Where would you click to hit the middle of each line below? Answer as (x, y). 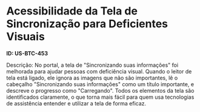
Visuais (26, 37)
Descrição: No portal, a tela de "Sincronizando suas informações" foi (92, 65)
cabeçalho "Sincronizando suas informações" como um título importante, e (100, 84)
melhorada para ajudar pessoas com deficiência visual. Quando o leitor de (99, 71)
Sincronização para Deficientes (87, 24)
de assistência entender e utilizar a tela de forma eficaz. (76, 103)
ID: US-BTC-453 (27, 53)
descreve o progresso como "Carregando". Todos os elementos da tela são (100, 90)
